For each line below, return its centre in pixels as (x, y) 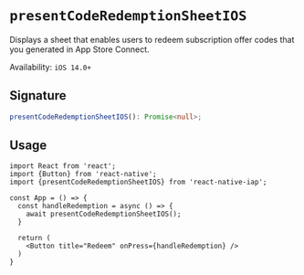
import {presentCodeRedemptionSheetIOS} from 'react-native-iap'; (138, 182)
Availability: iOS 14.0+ (50, 67)
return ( (34, 238)
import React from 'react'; (63, 166)
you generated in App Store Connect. (79, 49)
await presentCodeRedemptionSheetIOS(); (104, 214)
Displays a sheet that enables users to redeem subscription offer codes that (152, 39)
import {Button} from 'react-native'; (83, 175)
